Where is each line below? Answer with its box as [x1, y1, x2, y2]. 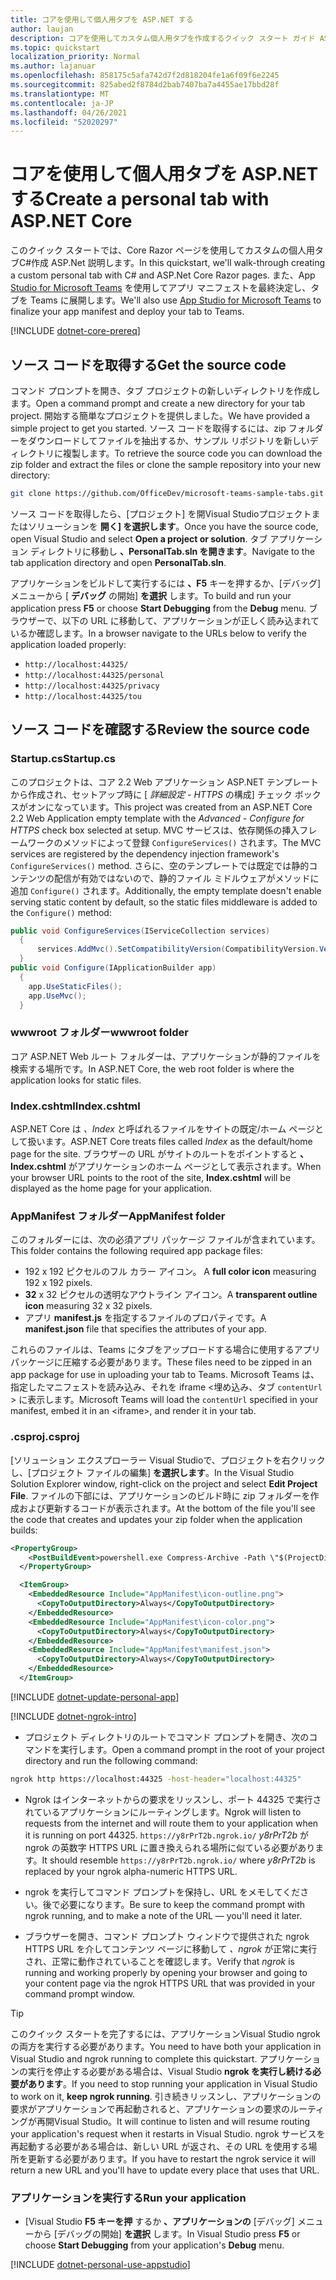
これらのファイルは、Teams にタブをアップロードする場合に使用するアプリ [10, 1344, 321, 1356]
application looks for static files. [10, 1074, 142, 1086]
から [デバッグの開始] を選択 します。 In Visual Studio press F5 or [33, 2228, 301, 2240]
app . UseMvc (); [28, 991, 87, 1001]
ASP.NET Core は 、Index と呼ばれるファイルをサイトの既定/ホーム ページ [10, 1123, 316, 1135]
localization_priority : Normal [10, 52, 141, 62]
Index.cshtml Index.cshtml [10, 1099, 141, 1113]
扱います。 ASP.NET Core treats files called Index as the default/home [27, 1136, 313, 1148]
